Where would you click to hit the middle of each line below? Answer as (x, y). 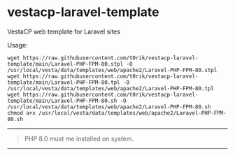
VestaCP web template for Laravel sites (64, 31)
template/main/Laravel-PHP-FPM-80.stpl (65, 64)
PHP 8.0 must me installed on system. (79, 139)
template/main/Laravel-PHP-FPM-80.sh (62, 101)
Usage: (17, 45)
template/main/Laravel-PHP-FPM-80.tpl (64, 82)
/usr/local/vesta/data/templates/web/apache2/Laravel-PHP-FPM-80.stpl (112, 70)
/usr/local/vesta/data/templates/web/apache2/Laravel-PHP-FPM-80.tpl (111, 88)
